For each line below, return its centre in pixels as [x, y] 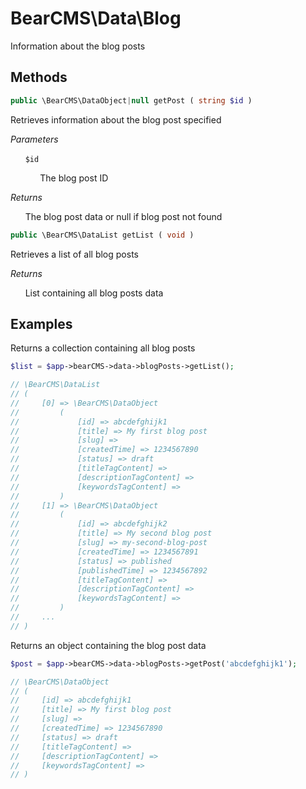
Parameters [34, 139]
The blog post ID [74, 178]
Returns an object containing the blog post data [108, 645]
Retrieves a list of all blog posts [74, 254]
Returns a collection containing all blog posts [103, 348]
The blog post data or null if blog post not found [123, 216]
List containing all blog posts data [94, 293]
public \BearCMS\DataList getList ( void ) [102, 235]
